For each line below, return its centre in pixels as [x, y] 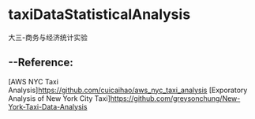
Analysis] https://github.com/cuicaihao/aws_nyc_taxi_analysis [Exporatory [128, 90]
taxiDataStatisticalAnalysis [99, 15]
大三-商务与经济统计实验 [48, 37]
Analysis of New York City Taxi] [59, 98]
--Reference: [41, 63]
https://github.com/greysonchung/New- [175, 98]
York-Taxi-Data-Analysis [48, 106]
